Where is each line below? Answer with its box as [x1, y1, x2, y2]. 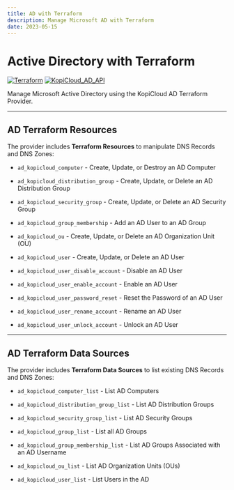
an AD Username [17, 447, 67, 457]
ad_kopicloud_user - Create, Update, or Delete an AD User [17, 253, 185, 261]
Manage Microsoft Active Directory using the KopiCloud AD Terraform [7, 90, 208, 98]
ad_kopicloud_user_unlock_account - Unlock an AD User [17, 321, 179, 329]
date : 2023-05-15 [7, 23, 58, 30]
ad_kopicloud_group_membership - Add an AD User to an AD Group [17, 219, 207, 227]
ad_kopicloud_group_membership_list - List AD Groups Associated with [17, 441, 221, 449]
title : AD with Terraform [7, 10, 82, 17]
